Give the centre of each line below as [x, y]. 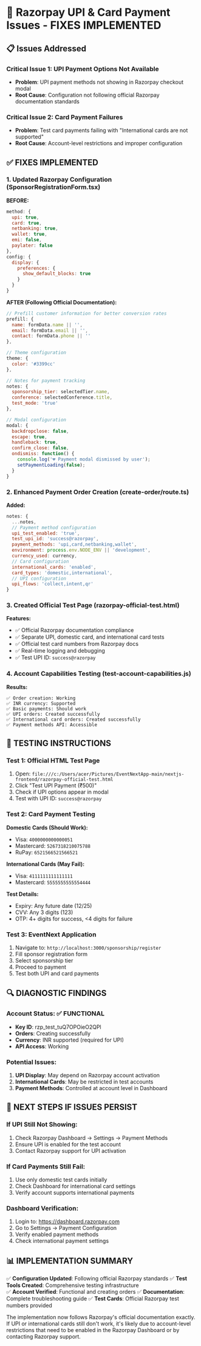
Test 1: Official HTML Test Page [53, 761]
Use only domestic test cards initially [61, 1179]
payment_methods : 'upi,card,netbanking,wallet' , [74, 544]
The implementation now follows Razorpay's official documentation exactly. [101, 1317]
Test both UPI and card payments [57, 973]
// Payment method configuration [54, 527]
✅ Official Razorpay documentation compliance [74, 630]
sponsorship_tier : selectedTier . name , [61, 392]
